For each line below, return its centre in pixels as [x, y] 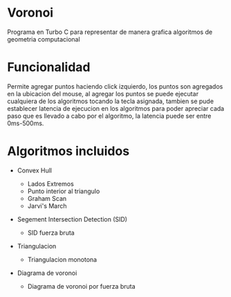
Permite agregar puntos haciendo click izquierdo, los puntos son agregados [115, 86]
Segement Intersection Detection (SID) [72, 219]
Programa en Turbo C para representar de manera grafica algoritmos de [110, 32]
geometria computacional [44, 39]
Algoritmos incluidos [68, 151]
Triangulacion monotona [62, 259]
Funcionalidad [49, 67]
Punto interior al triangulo [64, 191]
